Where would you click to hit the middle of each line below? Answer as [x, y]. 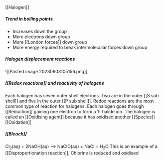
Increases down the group [40, 31]
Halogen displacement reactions [40, 59]
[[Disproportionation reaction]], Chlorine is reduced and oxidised [72, 153]
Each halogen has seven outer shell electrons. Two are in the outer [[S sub [82, 95]
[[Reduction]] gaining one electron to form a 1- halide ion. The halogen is [80, 111]
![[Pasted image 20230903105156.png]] [46, 71]
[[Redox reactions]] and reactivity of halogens [55, 83]
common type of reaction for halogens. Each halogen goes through [75, 106]
